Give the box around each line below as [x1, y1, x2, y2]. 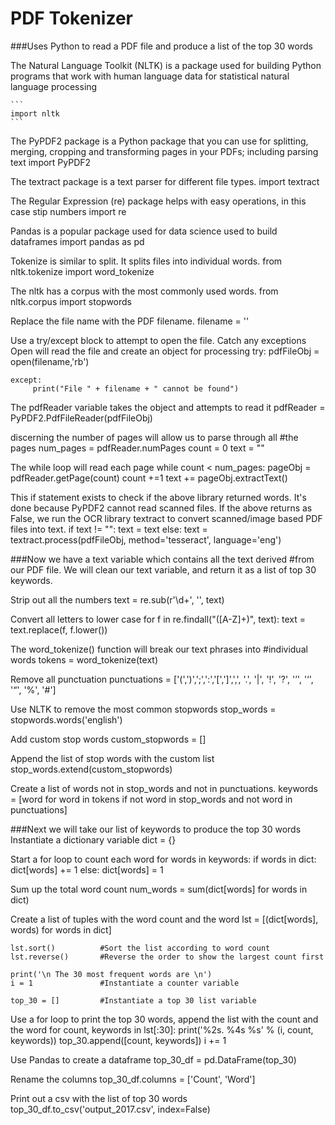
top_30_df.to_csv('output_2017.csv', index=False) [10, 1103, 211, 1115]
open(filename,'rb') [10, 355, 90, 367]
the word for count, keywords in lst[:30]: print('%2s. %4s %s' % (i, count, [10, 1023, 314, 1036]
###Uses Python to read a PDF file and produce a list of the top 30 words [10, 40, 313, 52]
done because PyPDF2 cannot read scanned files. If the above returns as [10, 502, 313, 514]
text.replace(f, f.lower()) [10, 623, 108, 636]
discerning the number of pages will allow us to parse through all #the [10, 431, 299, 443]
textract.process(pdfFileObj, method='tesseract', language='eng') [10, 533, 282, 546]
